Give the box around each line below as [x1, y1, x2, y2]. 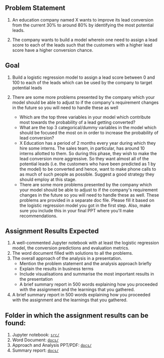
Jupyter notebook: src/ [12, 332, 60, 338]
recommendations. [19, 213, 58, 219]
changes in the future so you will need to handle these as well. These [19, 192, 159, 198]
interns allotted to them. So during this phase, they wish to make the [19, 150, 157, 156]
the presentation [19, 276, 53, 282]
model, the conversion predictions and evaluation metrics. [12, 245, 130, 251]
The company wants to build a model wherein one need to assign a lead [12, 37, 158, 43]
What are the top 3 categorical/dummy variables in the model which [19, 124, 157, 130]
